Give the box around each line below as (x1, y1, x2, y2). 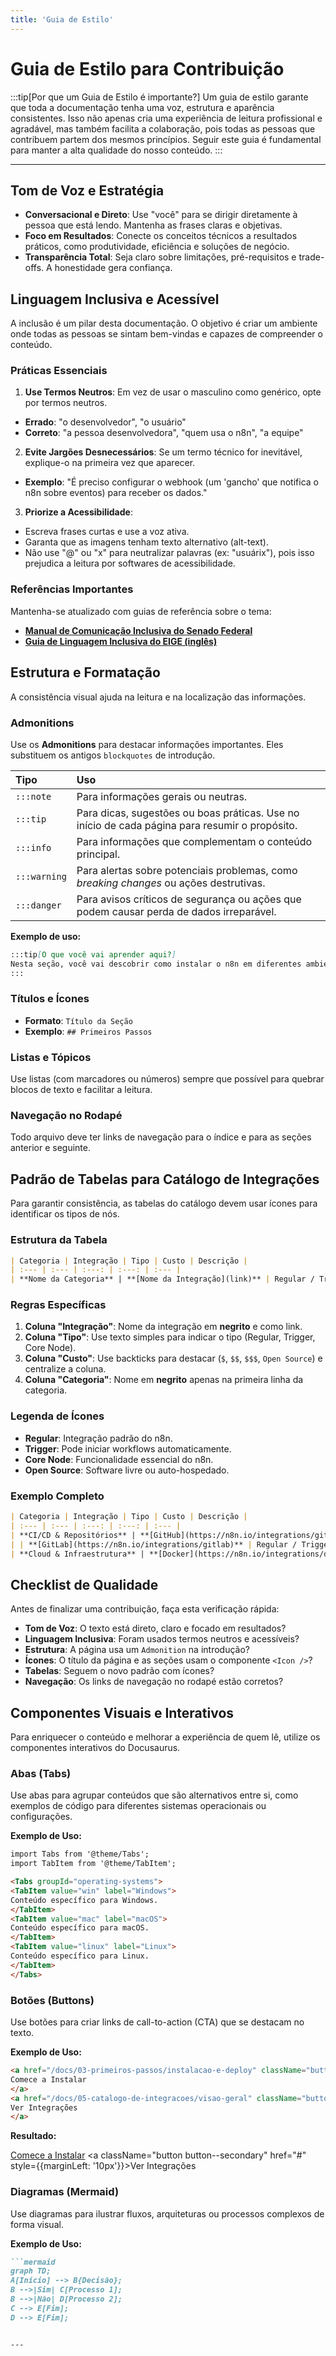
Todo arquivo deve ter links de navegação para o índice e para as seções (10, 1131, 312, 1143)
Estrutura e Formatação (10, 664, 161, 681)
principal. (76, 847, 121, 861)
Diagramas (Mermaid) (10, 2185, 120, 2199)
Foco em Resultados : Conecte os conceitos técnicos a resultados (24, 230, 298, 242)
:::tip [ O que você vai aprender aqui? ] (10, 949, 177, 960)
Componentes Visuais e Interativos (10, 1704, 235, 1721)
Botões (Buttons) (10, 1993, 95, 2007)
